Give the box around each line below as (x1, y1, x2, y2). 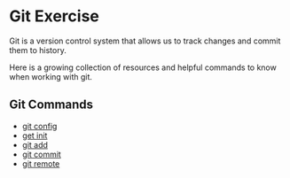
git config (21, 120, 58, 131)
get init (21, 130, 48, 141)
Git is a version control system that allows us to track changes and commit (9, 35, 281, 46)
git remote (21, 158, 60, 169)
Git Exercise (9, 6, 99, 27)
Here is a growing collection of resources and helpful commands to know (9, 62, 277, 73)
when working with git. (9, 71, 93, 81)
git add (21, 139, 49, 150)
